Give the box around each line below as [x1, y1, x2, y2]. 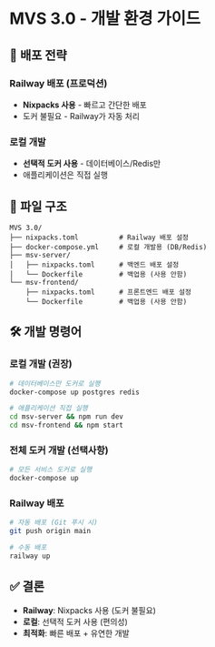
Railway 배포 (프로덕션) [9, 76, 108, 89]
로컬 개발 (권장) [9, 358, 73, 370]
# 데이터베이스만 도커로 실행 [9, 379, 101, 388]
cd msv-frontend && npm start [9, 420, 124, 430]
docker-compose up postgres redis [9, 388, 141, 397]
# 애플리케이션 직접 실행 [9, 404, 89, 413]
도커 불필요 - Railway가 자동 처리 [22, 110, 141, 121]
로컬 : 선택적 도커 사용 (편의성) [22, 616, 129, 627]
